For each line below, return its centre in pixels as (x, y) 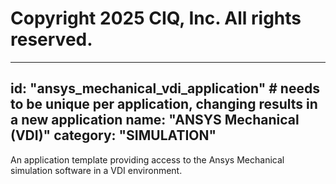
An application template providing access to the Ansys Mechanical (147, 159)
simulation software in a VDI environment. (96, 170)
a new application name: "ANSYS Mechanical (155, 120)
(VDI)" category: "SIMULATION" (113, 135)
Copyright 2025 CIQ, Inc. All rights (156, 18)
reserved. (51, 39)
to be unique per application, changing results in (164, 104)
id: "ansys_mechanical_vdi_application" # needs (165, 88)
